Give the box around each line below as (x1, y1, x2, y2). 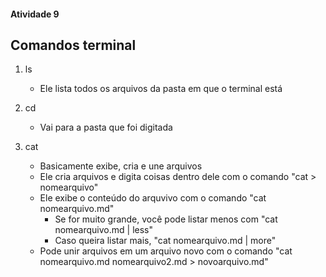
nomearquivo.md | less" (54, 224, 154, 236)
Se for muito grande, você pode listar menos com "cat (54, 213, 278, 225)
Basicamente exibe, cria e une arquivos (39, 160, 203, 172)
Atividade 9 (10, 8, 60, 20)
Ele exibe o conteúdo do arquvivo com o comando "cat (39, 192, 267, 204)
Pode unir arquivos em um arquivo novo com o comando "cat (39, 245, 293, 257)
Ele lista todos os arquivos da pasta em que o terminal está (39, 83, 283, 95)
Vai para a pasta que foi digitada (39, 121, 173, 134)
